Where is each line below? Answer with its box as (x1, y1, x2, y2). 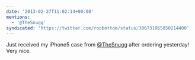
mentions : (6, 14, 31, 20)
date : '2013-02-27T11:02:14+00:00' (6, 8, 94, 15)
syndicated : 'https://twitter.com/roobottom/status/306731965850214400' (6, 25, 190, 31)
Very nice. (6, 48, 31, 55)
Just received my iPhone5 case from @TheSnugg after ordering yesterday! (6, 41, 190, 48)
